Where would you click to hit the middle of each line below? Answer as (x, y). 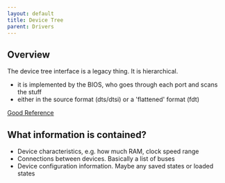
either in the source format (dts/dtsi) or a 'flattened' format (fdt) (108, 99)
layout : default (31, 14)
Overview (29, 54)
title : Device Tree (35, 20)
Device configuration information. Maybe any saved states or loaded (115, 166)
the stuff (29, 92)
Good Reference (31, 113)
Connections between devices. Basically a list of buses (96, 159)
